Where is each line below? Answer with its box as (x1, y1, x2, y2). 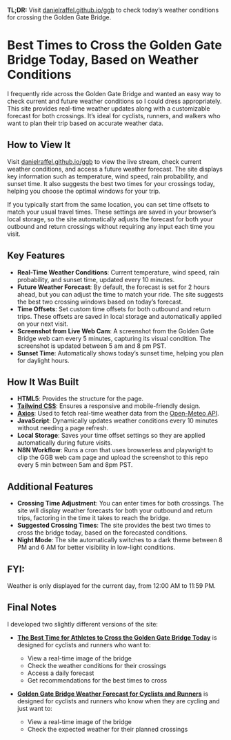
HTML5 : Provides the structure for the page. (17, 394, 143, 403)
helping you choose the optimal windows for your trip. (7, 187, 161, 195)
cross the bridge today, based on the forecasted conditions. (17, 528, 188, 537)
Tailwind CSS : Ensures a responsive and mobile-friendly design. (17, 402, 201, 410)
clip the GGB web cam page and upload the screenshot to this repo (17, 453, 209, 462)
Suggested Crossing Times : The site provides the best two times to (17, 521, 212, 530)
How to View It (7, 139, 71, 151)
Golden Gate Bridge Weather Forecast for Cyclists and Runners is (17, 690, 209, 698)
